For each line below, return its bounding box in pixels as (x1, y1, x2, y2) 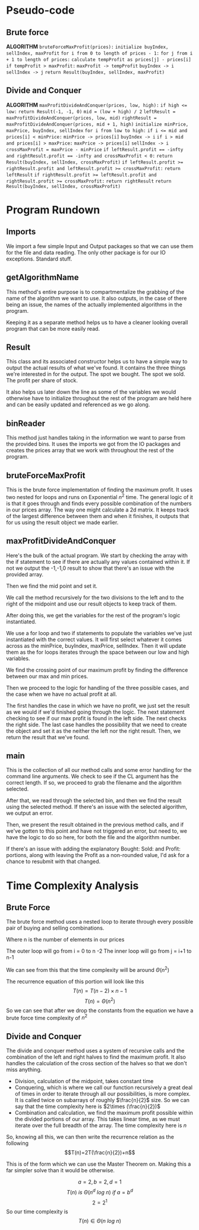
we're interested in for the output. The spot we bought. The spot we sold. (6, 371, 185, 378)
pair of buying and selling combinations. (6, 924, 105, 931)
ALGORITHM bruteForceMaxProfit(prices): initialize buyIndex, (6, 43, 169, 50)
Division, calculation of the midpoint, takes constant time (14, 1078, 154, 1085)
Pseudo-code (6, 4, 75, 17)
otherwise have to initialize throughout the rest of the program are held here (6, 395, 192, 402)
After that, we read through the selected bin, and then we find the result (6, 797, 182, 804)
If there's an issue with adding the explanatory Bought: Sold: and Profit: (6, 845, 181, 852)
